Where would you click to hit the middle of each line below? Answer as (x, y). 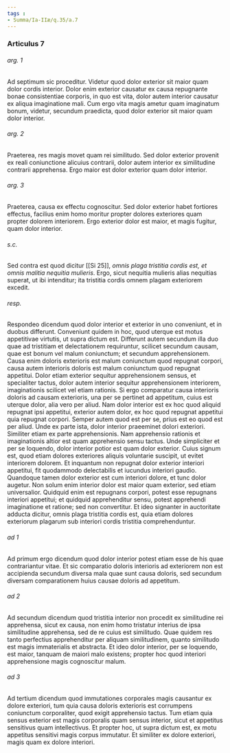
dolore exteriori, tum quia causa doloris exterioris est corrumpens (100, 706)
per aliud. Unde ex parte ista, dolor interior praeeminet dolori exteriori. (106, 427)
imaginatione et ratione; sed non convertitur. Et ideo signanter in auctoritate (114, 507)
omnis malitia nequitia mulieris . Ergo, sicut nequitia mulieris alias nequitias (112, 273)
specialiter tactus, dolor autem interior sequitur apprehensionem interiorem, (114, 383)
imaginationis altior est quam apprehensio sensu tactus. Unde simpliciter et (113, 441)
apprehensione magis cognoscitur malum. (67, 661)
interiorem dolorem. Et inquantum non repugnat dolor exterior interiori (106, 463)
